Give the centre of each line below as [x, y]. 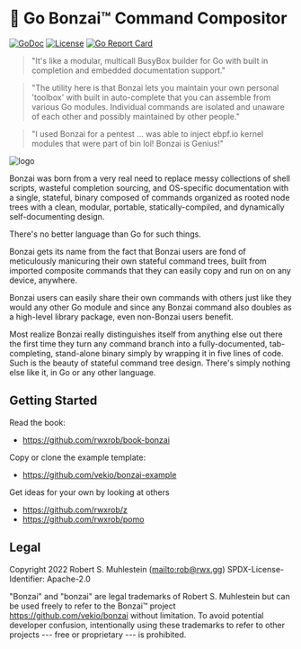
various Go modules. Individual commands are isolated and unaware [158, 106]
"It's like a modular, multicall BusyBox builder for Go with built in [150, 60]
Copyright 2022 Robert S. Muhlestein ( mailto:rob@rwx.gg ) [118, 569]
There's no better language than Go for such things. [106, 234]
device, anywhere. [44, 280]
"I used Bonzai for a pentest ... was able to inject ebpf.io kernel [147, 133]
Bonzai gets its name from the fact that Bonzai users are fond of [128, 251]
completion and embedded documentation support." [128, 70]
